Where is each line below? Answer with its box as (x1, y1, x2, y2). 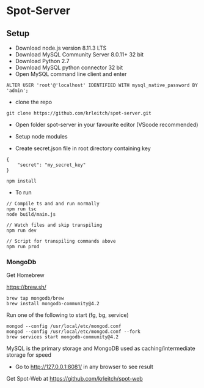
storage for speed (6, 351, 52, 359)
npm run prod (6, 243, 40, 249)
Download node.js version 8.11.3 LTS (15, 44, 107, 51)
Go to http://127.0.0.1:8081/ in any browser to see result (15, 363, 154, 371)
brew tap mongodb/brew (6, 295, 64, 302)
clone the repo (15, 99, 53, 105)
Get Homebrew (6, 272, 45, 279)
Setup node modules (15, 133, 68, 140)
